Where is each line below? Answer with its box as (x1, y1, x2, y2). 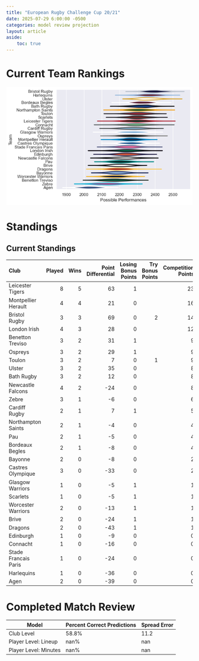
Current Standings (6, 243, 76, 254)
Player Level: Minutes (8, 646, 61, 653)
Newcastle (8, 381, 35, 388)
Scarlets (8, 493, 29, 500)
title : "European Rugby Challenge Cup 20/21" (6, 9, 120, 15)
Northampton (8, 418, 41, 425)
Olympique (8, 470, 36, 478)
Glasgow (8, 478, 31, 485)
